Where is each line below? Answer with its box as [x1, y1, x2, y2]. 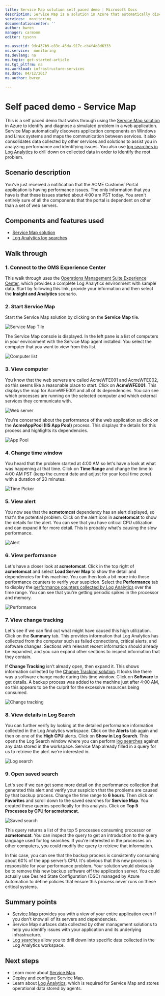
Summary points [5, 897, 57, 906]
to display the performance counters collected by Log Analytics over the [5, 584, 152, 590]
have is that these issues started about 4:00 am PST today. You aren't [5, 192, 146, 198]
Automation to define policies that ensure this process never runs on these [5, 878, 156, 884]
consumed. [5, 689, 28, 695]
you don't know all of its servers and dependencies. [12, 916, 117, 922]
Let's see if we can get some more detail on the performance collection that [5, 782, 159, 788]
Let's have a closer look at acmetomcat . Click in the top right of [5, 563, 135, 569]
